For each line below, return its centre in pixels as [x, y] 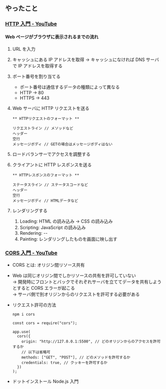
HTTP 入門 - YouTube [31, 24]
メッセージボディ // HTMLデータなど [45, 201]
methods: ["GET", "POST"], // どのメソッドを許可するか [76, 357]
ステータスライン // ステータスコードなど [50, 185]
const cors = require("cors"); [45, 323]
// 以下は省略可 [36, 352]
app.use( [21, 332]
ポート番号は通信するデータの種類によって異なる [70, 87]
